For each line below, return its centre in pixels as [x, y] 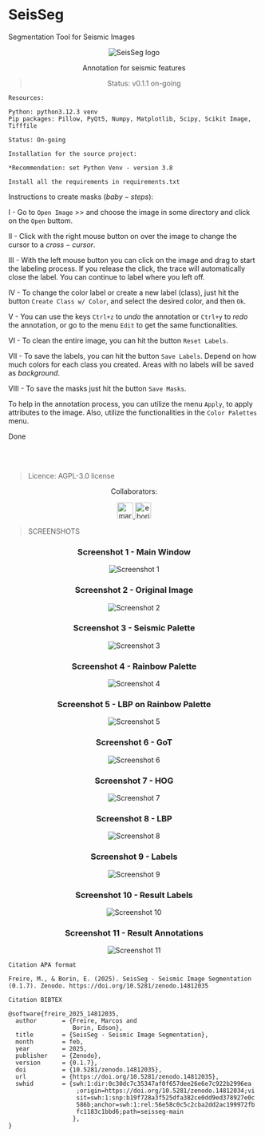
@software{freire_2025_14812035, [64, 1014]
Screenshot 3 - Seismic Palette [134, 628]
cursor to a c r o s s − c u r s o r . [52, 244]
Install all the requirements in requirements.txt [94, 181]
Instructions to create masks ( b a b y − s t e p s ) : [81, 197]
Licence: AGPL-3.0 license [71, 475]
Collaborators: [134, 491]
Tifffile [23, 125]
